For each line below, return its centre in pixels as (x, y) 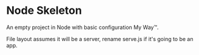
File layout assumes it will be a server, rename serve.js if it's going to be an (100, 39)
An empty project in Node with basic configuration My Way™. (83, 27)
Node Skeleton (44, 11)
